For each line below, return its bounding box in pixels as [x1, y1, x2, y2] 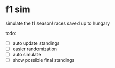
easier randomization [12, 46, 57, 52]
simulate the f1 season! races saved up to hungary [5, 20, 110, 26]
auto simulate [12, 52, 41, 58]
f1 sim [5, 4, 30, 15]
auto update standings [12, 40, 60, 46]
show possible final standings [12, 57, 75, 63]
